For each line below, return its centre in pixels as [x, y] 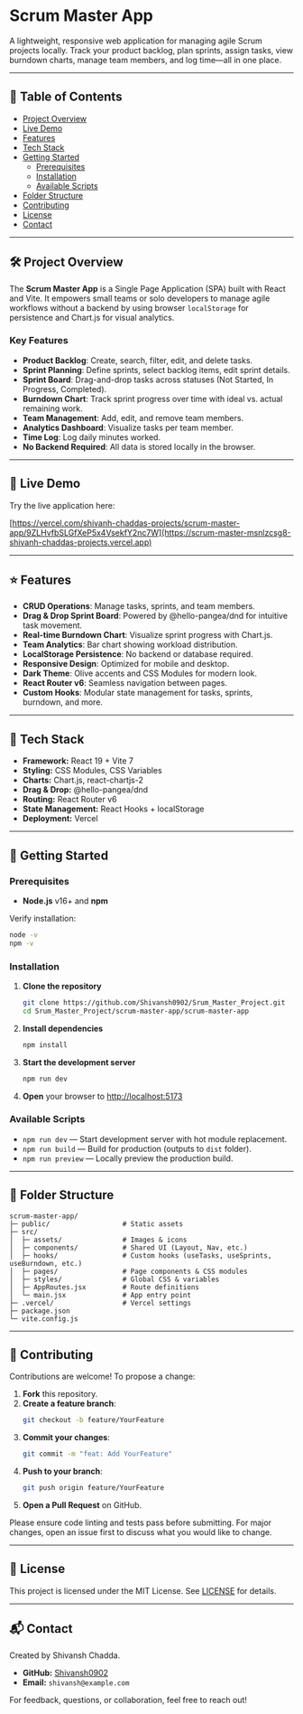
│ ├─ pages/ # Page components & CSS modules [129, 1271]
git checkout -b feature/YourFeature [93, 1420]
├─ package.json [40, 1311]
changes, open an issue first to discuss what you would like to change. [141, 1532]
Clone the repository [62, 987]
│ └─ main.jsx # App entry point [101, 1295]
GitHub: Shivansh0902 [65, 1672]
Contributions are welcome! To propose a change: [102, 1377]
